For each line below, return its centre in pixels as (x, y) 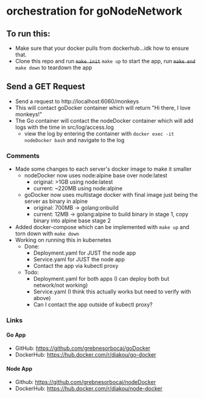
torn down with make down (47, 234)
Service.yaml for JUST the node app (79, 259)
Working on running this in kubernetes (63, 240)
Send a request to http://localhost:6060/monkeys (77, 101)
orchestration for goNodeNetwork (94, 11)
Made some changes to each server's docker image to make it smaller (103, 169)
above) (42, 298)
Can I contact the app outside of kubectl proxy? (93, 304)
